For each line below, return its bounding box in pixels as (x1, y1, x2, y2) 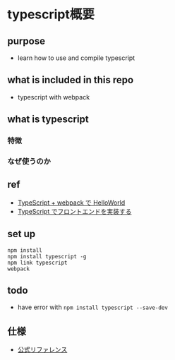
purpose (7, 35, 46, 47)
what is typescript (7, 114, 90, 126)
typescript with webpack (17, 92, 90, 101)
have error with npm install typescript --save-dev (17, 303, 168, 311)
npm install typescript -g (7, 253, 87, 260)
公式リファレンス (17, 345, 68, 354)
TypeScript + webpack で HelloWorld (17, 198, 126, 207)
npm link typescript (7, 259, 68, 266)
